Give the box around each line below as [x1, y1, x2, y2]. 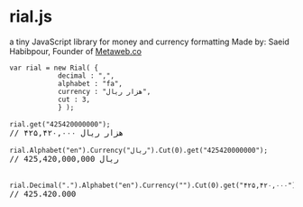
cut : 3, [57, 95, 91, 104]
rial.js [9, 6, 52, 27]
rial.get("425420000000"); [9, 119, 111, 128]
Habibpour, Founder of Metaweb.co [9, 45, 142, 56]
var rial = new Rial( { [9, 63, 99, 72]
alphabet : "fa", [57, 79, 124, 88]
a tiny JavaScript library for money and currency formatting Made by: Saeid [9, 36, 290, 47]
